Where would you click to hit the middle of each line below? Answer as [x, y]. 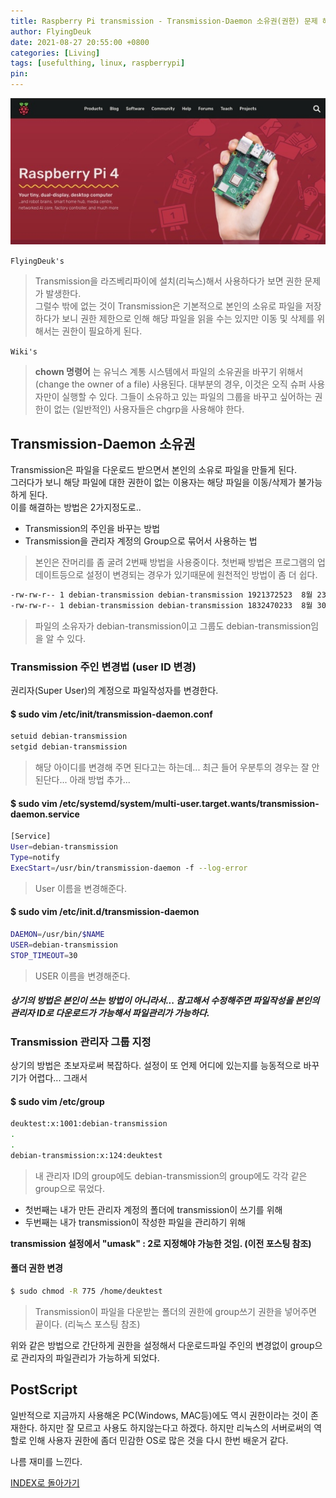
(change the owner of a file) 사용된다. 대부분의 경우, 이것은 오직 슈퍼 [170, 384]
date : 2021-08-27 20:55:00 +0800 [80, 42]
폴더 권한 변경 [36, 1268]
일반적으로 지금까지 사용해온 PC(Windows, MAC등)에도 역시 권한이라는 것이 [159, 1415]
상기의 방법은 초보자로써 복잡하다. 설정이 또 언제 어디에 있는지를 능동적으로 [156, 1066]
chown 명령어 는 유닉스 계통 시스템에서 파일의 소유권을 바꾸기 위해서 [169, 372]
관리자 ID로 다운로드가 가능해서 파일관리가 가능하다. [110, 1013]
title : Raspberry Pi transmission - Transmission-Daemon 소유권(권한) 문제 [164, 21]
